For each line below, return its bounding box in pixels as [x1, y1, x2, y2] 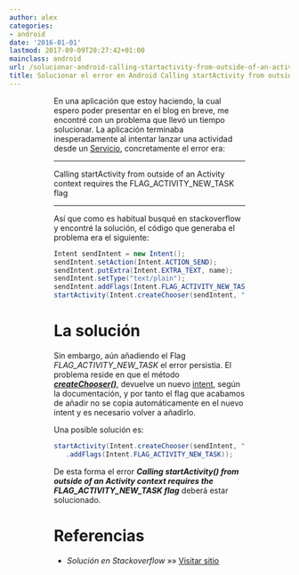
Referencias [53, 525, 145, 546]
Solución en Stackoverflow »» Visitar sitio [66, 554, 220, 566]
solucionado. [53, 494, 101, 505]
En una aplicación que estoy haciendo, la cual [53, 95, 222, 106]
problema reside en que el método [53, 369, 180, 380]
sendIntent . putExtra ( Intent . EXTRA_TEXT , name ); [53, 266, 234, 275]
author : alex [9, 12, 58, 22]
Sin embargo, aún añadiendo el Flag [53, 349, 186, 361]
